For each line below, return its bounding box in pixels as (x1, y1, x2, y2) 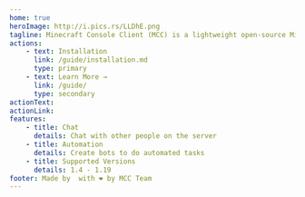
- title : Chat (25, 123, 79, 133)
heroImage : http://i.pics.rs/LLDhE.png (9, 22, 161, 31)
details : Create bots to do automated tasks (33, 148, 205, 157)
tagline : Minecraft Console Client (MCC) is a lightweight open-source (9, 30, 286, 39)
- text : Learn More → (25, 73, 107, 82)
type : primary (33, 64, 88, 74)
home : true (9, 13, 51, 23)
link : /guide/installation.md (33, 55, 148, 64)
